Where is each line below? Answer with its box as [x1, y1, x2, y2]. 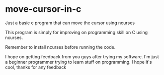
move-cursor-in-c [5, 3, 82, 15]
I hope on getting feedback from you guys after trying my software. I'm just [5, 53, 159, 60]
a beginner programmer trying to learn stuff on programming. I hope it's [5, 59, 152, 65]
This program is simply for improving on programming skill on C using [5, 29, 148, 35]
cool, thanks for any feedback [5, 64, 67, 70]
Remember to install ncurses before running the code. [5, 44, 116, 50]
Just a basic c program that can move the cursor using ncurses [5, 20, 135, 26]
